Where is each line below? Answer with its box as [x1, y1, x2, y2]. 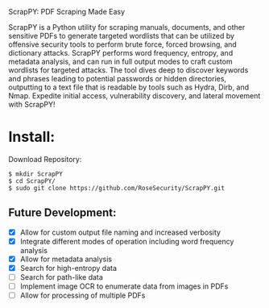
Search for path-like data [19, 273, 103, 281]
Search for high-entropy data [19, 263, 118, 273]
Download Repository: [8, 154, 82, 164]
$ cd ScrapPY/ [8, 177, 56, 185]
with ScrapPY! [8, 100, 56, 109]
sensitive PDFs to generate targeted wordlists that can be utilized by [8, 31, 235, 40]
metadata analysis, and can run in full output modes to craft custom [8, 56, 233, 66]
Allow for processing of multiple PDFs [19, 290, 146, 301]
